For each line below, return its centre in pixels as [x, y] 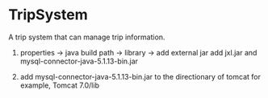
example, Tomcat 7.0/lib [59, 85]
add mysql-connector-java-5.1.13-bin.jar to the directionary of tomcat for [140, 76]
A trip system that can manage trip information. [87, 37]
